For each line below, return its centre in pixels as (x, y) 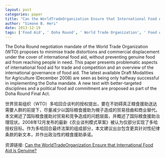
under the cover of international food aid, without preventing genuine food (80, 57)
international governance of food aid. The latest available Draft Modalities (79, 73)
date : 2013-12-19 (23, 28)
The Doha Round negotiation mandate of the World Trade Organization (77, 47)
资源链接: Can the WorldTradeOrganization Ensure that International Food (79, 145)
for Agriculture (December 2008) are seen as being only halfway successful (82, 78)
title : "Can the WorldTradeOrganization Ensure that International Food (81, 19)
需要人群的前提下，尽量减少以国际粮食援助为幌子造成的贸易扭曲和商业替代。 (82, 110)
